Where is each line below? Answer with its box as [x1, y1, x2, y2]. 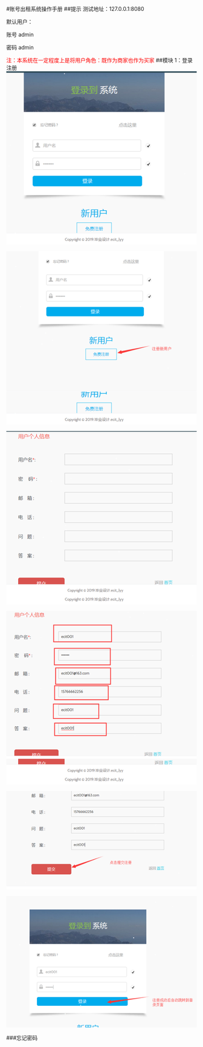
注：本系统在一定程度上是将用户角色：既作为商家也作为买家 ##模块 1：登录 [6, 57, 193, 63]
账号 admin [6, 31, 34, 38]
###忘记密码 [6, 1034, 38, 1042]
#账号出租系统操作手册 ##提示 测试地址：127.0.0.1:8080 [6, 5, 144, 12]
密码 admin [6, 44, 34, 51]
